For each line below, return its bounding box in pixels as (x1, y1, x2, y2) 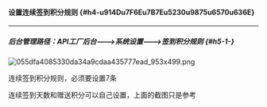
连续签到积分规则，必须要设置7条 (8, 74, 117, 83)
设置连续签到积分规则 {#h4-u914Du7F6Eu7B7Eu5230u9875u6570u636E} (8, 7, 255, 17)
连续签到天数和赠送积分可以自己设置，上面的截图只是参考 (8, 90, 196, 100)
